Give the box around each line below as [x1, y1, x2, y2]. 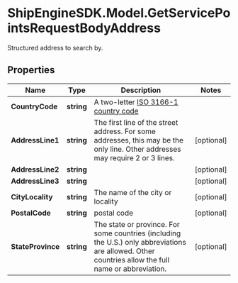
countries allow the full [93, 255, 170, 265]
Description [120, 85, 161, 95]
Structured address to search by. [7, 43, 103, 52]
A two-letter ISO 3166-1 [93, 97, 178, 107]
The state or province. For [93, 219, 181, 229]
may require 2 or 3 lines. [93, 152, 175, 162]
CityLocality [11, 192, 53, 201]
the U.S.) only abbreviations [93, 237, 186, 247]
